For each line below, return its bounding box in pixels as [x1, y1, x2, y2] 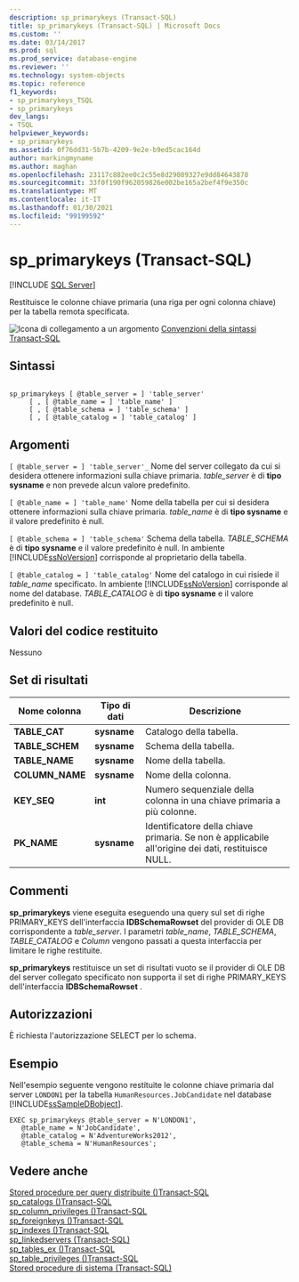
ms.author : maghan [9, 162, 77, 171]
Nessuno [9, 647, 43, 657]
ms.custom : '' [9, 29, 62, 38]
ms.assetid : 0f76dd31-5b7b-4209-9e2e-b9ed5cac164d [9, 145, 201, 154]
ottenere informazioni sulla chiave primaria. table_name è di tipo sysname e [9, 506, 289, 517]
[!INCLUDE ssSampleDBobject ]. [9, 1099, 124, 1109]
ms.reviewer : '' [9, 63, 69, 72]
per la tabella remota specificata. [9, 306, 130, 317]
